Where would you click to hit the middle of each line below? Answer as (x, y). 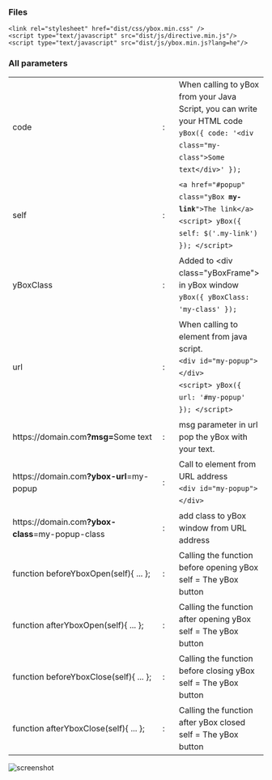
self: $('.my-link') (218, 233)
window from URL (212, 527)
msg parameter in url (218, 424)
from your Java (208, 96)
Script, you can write (218, 109)
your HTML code (210, 121)
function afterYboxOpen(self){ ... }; (78, 624)
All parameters (38, 63)
